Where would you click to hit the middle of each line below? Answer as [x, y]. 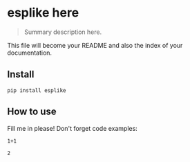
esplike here [43, 13]
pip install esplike [37, 90]
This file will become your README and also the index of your [95, 45]
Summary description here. [63, 32]
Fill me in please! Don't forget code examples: [73, 128]
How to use [32, 112]
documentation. [30, 53]
